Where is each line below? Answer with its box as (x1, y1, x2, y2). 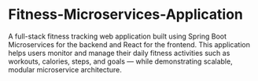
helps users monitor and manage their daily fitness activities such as (8, 48, 230, 57)
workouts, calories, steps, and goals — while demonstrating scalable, (8, 57, 234, 66)
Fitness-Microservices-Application (8, 6, 244, 24)
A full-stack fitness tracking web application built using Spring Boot (8, 31, 227, 41)
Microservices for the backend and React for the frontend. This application (8, 39, 250, 49)
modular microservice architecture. (8, 64, 122, 74)
